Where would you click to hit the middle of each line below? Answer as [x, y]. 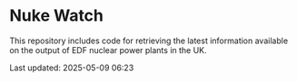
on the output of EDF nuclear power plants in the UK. [108, 50]
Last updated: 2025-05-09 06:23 [72, 68]
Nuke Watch [57, 16]
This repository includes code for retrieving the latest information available [149, 41]
